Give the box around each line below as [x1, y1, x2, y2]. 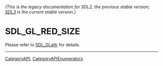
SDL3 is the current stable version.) [5, 9, 76, 14]
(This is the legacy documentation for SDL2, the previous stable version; [5, 4, 150, 10]
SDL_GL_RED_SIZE [5, 26, 81, 37]
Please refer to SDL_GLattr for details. [5, 41, 81, 48]
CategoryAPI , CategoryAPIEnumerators [5, 55, 83, 61]
